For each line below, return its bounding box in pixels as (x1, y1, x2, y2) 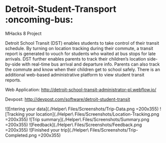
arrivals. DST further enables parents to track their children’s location (5, 56, 146, 62)
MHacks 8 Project (5, 30, 42, 36)
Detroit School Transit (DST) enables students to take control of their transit (5, 40, 160, 46)
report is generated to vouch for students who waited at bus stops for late (5, 51, 156, 57)
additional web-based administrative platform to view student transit (5, 71, 145, 77)
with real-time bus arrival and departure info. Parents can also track (21, 61, 160, 67)
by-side (5, 61, 21, 67)
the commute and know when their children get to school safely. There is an (5, 66, 160, 72)
